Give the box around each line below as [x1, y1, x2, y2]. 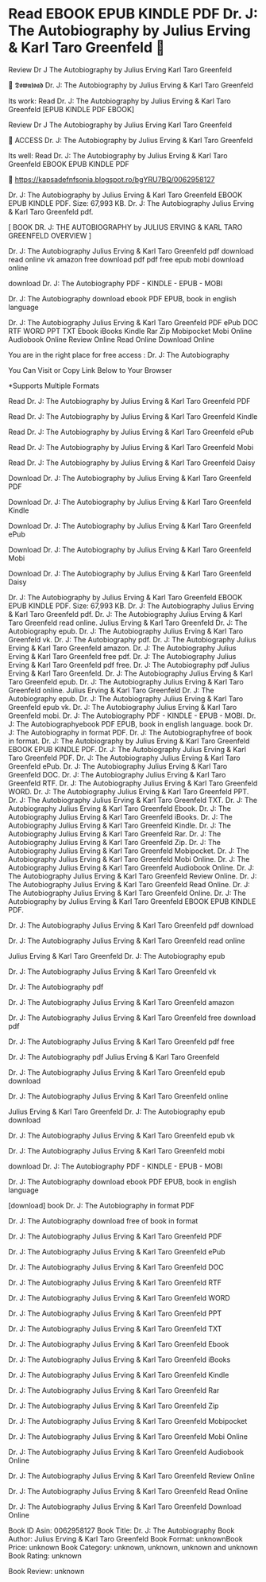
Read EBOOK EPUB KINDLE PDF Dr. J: [8, 5, 258, 23]
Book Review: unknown [8, 1566, 85, 1576]
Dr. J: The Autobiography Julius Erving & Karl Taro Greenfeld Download [8, 1502, 242, 1511]
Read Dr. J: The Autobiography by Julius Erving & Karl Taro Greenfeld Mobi [8, 442, 254, 452]
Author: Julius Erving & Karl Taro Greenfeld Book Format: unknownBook [8, 1534, 244, 1543]
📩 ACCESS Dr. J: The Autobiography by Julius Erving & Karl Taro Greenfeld [8, 135, 253, 145]
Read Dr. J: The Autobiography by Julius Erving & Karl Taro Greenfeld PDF [8, 396, 251, 405]
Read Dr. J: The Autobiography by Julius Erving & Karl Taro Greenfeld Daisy [8, 458, 256, 467]
